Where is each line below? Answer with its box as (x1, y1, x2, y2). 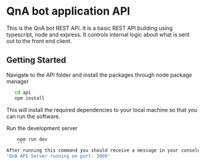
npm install (14, 95, 45, 101)
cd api (14, 90, 32, 96)
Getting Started (6, 55, 67, 65)
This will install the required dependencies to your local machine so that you (6, 106, 198, 113)
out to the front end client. (6, 37, 72, 44)
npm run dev (17, 136, 48, 142)
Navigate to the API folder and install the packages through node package (6, 71, 192, 79)
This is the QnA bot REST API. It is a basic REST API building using (6, 24, 173, 32)
